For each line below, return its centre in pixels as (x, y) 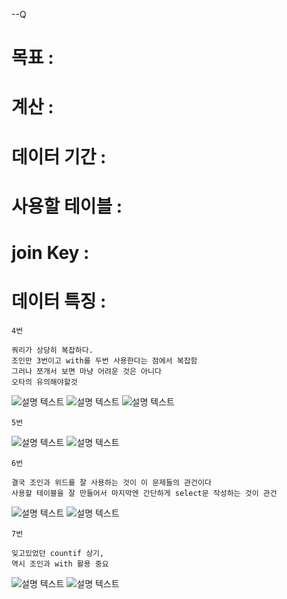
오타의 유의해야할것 (44, 382)
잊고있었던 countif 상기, (58, 553)
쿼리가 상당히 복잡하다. (52, 350)
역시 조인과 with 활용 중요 (60, 564)
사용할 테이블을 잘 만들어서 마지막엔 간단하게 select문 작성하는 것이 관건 (144, 493)
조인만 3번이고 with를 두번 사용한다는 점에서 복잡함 (104, 360)
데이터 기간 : (59, 156)
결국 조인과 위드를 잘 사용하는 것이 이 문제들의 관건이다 (111, 482)
